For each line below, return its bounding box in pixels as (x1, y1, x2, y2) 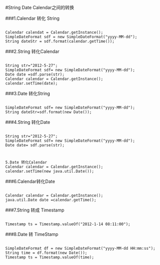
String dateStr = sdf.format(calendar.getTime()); (5, 39, 115, 44)
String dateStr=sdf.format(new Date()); (5, 110, 92, 115)
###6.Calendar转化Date (5, 178, 55, 184)
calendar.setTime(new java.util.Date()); (5, 169, 94, 174)
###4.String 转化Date (5, 119, 50, 125)
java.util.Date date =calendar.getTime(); (5, 197, 97, 202)
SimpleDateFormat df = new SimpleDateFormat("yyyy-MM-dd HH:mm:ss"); (5, 246, 156, 251)
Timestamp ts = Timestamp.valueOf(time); (5, 254, 94, 260)
